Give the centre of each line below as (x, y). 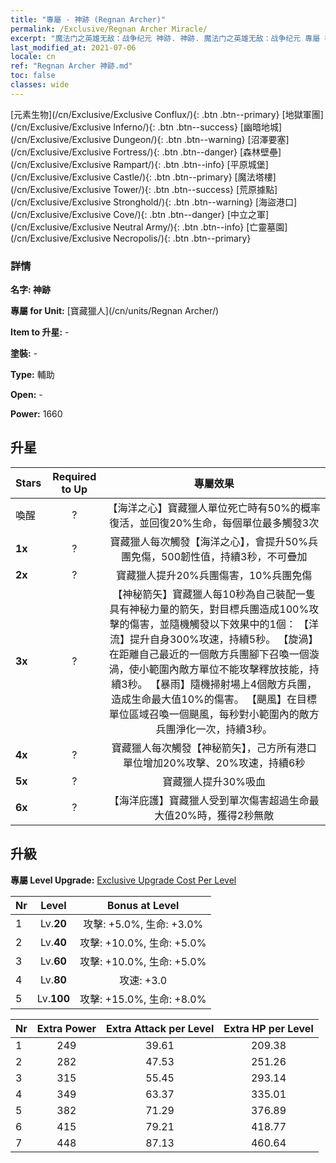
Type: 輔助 (32, 375)
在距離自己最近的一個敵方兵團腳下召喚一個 (209, 654)
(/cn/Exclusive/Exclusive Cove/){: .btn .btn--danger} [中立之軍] (140, 214)
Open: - (26, 395)
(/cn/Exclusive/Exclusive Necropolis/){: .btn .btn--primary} (131, 238)
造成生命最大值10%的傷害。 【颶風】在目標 (214, 699)
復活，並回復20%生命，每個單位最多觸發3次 (214, 523)
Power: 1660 (36, 414)
